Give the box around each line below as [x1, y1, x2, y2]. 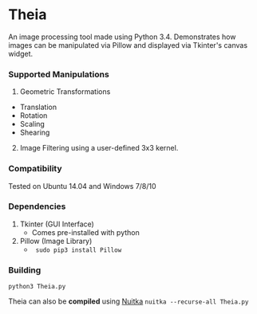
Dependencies [8, 201, 66, 212]
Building [8, 265, 42, 276]
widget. [8, 49, 34, 58]
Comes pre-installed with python [31, 227, 140, 237]
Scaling [19, 120, 45, 129]
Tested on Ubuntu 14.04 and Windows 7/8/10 [8, 181, 157, 190]
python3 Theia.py [8, 283, 66, 291]
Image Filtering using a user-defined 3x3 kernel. [19, 143, 179, 153]
